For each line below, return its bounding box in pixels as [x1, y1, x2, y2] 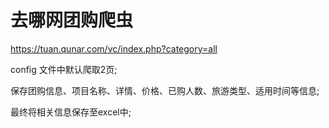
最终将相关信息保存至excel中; [10, 106, 132, 118]
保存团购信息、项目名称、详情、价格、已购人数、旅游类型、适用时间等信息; [10, 84, 320, 96]
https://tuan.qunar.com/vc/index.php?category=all [10, 42, 218, 55]
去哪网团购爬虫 [10, 9, 134, 32]
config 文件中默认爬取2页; [10, 63, 118, 75]
